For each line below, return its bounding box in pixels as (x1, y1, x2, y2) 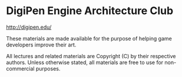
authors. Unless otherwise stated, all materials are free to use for (6, 59, 164, 66)
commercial (6, 65, 35, 72)
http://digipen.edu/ (6, 24, 52, 31)
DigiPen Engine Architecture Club (6, 4, 174, 18)
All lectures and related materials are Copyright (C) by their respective (6, 52, 176, 59)
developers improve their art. (6, 41, 77, 48)
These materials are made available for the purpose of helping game (6, 35, 172, 42)
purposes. (35, 65, 61, 72)
